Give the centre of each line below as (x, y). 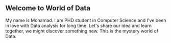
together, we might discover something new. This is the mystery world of (82, 31)
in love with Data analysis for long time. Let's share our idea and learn (79, 25)
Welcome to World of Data (48, 8)
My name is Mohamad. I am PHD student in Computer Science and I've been (86, 20)
